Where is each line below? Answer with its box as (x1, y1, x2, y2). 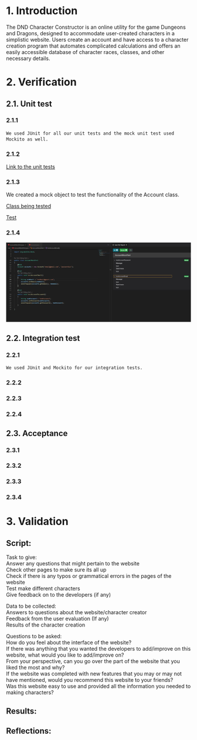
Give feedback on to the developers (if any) (6, 591, 111, 598)
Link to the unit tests (6, 163, 56, 170)
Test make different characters (6, 585, 80, 592)
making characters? (6, 689, 54, 696)
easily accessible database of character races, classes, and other (6, 48, 165, 55)
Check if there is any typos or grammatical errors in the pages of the (6, 572, 172, 580)
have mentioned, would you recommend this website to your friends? (6, 677, 174, 684)
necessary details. (6, 55, 50, 62)
